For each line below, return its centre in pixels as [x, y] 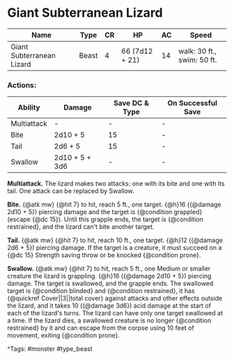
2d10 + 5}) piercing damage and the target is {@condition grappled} [105, 212]
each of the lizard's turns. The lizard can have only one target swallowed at [115, 313]
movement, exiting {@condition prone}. [64, 336]
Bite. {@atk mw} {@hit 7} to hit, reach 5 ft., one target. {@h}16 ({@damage [114, 204]
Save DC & [132, 103]
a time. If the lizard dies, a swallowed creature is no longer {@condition [109, 321]
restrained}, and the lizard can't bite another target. [81, 227]
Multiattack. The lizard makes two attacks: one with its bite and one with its [116, 183]
